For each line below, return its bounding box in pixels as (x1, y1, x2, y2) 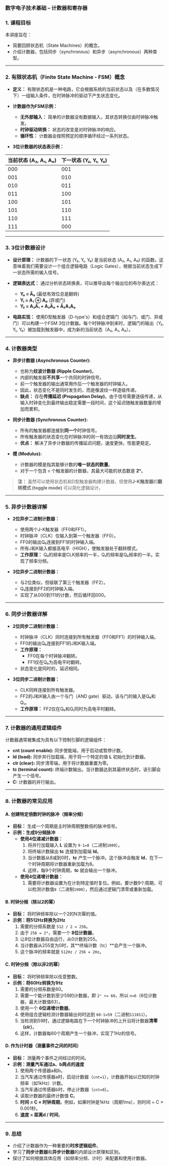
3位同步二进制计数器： (12, 676, 60, 682)
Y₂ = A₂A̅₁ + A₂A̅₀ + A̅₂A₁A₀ (20, 303, 76, 309)
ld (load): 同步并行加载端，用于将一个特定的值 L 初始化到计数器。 (12, 754, 148, 760)
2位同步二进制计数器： (12, 623, 60, 629)
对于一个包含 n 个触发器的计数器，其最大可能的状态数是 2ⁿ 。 (20, 468, 146, 474)
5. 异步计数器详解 (5, 504, 48, 511)
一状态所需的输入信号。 (12, 269, 61, 275)
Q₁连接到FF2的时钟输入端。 (20, 586, 77, 592)
